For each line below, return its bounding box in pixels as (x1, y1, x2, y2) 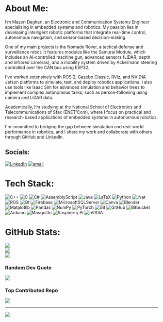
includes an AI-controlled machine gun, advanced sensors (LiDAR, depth (5, 54, 150, 60)
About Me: (5, 3, 49, 14)
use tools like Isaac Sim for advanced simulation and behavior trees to (5, 84, 145, 90)
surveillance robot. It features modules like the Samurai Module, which (5, 49, 146, 55)
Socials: (5, 148, 30, 156)
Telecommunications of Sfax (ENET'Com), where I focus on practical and (5, 109, 151, 115)
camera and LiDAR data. (5, 94, 53, 100)
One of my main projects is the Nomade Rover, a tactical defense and (5, 44, 144, 50)
